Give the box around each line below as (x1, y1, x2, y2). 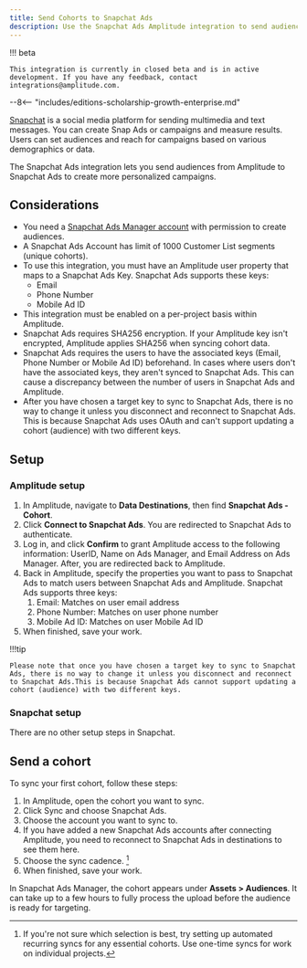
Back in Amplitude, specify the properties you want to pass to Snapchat (22, 568, 293, 578)
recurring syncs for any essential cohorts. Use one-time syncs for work (22, 938, 292, 949)
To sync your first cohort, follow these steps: (9, 778, 178, 789)
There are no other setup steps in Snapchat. (9, 727, 175, 738)
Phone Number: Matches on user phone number (36, 606, 219, 617)
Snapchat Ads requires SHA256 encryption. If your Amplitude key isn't (22, 328, 289, 339)
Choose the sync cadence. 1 (22, 854, 130, 866)
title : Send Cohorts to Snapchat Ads (9, 13, 153, 23)
